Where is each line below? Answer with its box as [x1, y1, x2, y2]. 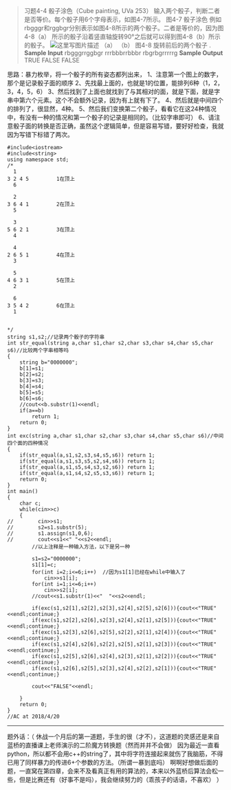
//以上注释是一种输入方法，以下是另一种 [32, 543, 131, 550]
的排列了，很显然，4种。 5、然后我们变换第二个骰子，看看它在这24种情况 [7, 105, 217, 113]
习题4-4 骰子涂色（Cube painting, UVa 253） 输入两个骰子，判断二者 [23, 7, 221, 14]
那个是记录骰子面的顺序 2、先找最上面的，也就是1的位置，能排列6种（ [7, 79, 206, 87]
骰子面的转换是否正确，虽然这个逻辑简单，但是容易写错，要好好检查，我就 [12, 122, 224, 130]
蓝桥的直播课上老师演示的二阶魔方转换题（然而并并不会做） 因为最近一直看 [7, 741, 220, 749]
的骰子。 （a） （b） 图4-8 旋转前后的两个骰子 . [23, 41, 212, 49]
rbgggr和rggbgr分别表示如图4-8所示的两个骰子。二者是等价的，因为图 [23, 24, 224, 32]
